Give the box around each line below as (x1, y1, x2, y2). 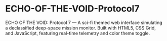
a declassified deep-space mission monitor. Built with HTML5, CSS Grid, (5, 24, 156, 30)
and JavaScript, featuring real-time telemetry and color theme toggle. (5, 30, 150, 36)
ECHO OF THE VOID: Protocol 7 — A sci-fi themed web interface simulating (5, 19, 163, 25)
